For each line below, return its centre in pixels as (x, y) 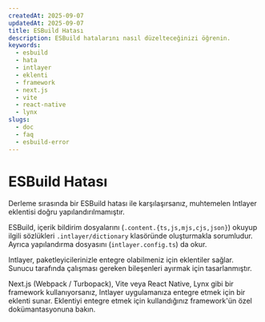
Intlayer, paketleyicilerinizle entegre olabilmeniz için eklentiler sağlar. (121, 260)
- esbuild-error (42, 142)
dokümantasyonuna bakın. (52, 309)
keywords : (25, 46)
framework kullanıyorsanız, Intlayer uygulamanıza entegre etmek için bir (127, 292)
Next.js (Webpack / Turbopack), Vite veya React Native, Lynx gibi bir (121, 284)
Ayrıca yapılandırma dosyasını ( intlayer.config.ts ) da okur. (108, 244)
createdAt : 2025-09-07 (46, 16)
